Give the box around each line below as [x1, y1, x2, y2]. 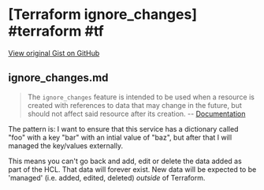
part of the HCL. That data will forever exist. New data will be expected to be [8, 164, 257, 174]
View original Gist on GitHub [8, 48, 100, 58]
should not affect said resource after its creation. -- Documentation [27, 109, 246, 118]
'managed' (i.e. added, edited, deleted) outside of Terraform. [8, 173, 206, 182]
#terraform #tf [8, 22, 104, 40]
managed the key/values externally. [8, 140, 124, 151]
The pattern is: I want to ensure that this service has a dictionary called [8, 124, 239, 133]
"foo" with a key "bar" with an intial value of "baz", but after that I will [8, 132, 232, 142]
